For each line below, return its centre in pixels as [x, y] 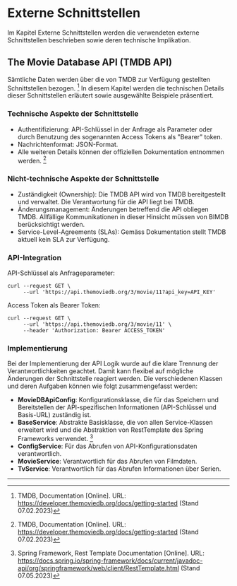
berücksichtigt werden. [51, 224]
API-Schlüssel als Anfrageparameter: [61, 273]
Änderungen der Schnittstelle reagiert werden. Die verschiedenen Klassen [115, 379]
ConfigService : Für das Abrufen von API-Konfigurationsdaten [107, 446]
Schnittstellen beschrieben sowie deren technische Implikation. [99, 40]
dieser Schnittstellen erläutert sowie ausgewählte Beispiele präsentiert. [110, 95]
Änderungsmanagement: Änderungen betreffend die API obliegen [113, 209]
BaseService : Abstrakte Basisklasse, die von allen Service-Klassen [115, 423]
